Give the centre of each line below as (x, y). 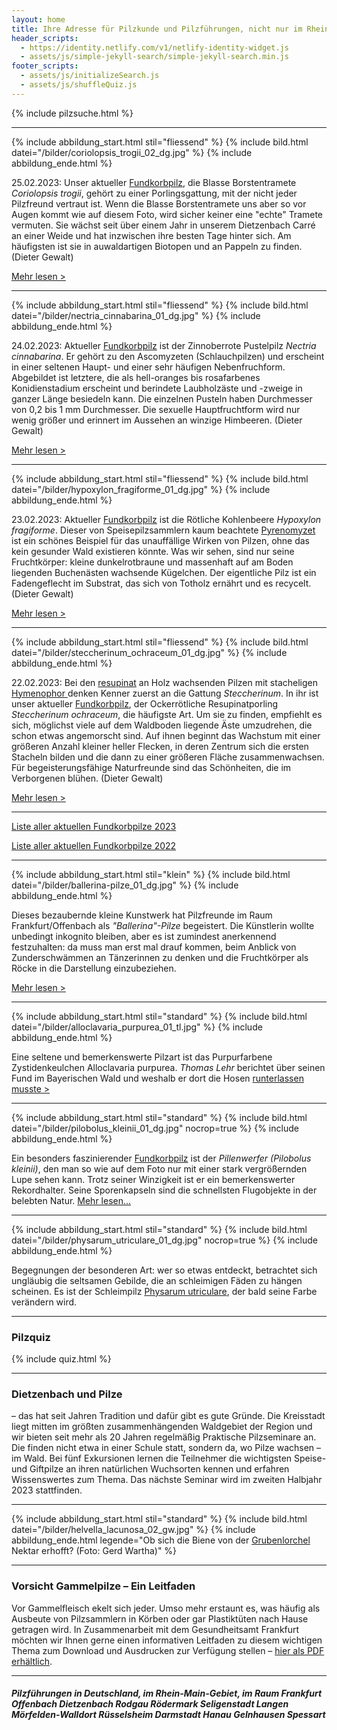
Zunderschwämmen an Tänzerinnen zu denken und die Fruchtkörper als (160, 957)
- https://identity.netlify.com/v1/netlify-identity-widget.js (154, 47)
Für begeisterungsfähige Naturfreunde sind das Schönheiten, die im (151, 767)
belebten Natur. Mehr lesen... (71, 1200)
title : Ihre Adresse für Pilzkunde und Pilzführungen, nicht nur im (157, 29)
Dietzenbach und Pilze (67, 1394)
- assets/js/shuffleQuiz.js (79, 85)
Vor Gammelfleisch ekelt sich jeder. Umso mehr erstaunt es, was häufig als (166, 1608)
